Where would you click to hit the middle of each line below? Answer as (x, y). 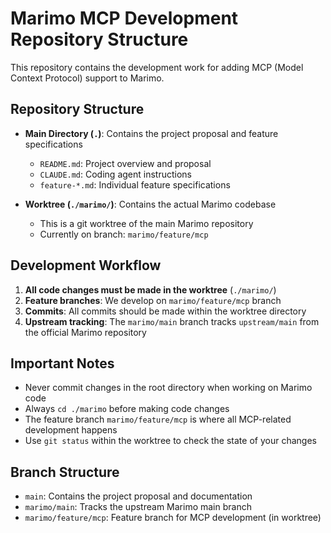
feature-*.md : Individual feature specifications (135, 184)
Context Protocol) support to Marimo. (87, 78)
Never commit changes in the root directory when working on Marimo (168, 388)
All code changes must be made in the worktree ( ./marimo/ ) (150, 289)
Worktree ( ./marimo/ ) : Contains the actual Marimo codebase (150, 204)
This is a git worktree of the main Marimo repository (146, 223)
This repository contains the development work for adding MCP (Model (157, 67)
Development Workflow (86, 265)
